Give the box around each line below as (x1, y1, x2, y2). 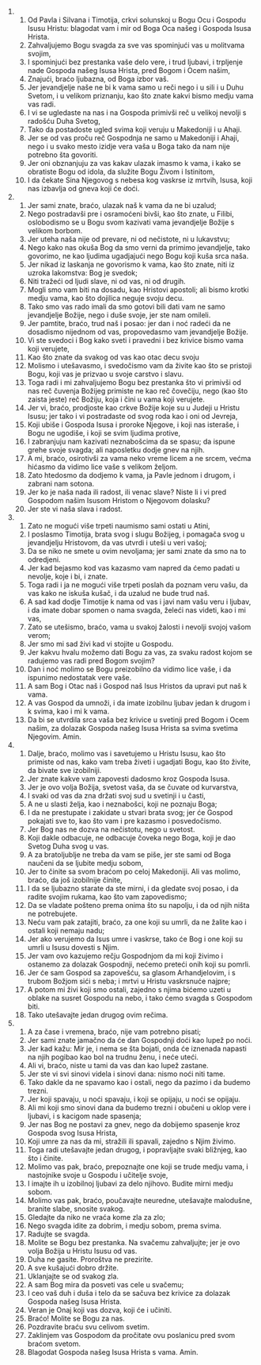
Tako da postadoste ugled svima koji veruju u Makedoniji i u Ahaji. (27, 125, 243, 134)
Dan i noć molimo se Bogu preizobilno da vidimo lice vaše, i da (27, 664, 232, 674)
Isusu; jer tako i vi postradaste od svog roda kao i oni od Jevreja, (27, 412, 238, 421)
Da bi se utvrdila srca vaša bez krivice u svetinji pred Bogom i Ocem (27, 715, 250, 725)
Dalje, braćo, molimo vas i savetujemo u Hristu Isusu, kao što (27, 749, 226, 758)
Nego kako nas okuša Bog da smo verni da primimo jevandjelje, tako (27, 243, 251, 252)
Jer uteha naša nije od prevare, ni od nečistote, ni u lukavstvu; (27, 234, 231, 244)
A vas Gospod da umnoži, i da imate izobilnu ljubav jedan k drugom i (27, 698, 251, 707)
